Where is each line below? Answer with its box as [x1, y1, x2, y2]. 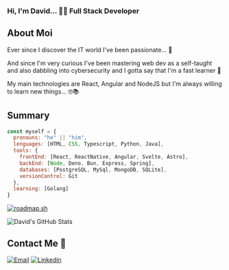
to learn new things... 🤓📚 [7, 87, 80, 95]
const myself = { [7, 128, 57, 135]
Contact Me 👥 [7, 237, 67, 249]
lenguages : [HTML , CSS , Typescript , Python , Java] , [13, 141, 165, 148]
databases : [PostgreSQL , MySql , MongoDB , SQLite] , [19, 166, 167, 173]
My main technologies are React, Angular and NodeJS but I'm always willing [7, 79, 223, 88]
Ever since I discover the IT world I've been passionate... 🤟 [7, 45, 173, 54]
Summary [7, 110, 50, 122]
